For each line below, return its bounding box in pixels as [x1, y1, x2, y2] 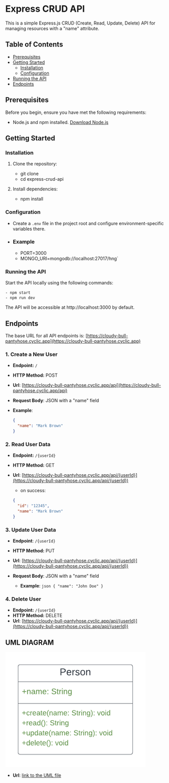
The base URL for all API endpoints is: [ [5, 332, 88, 338]
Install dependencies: [12, 186, 58, 192]
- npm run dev [5, 296, 36, 301]
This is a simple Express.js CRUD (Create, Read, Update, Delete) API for [5, 20, 156, 26]
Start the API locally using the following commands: [5, 280, 114, 286]
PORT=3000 [20, 250, 47, 256]
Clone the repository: [12, 161, 58, 167]
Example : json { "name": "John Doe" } [20, 582, 103, 589]
